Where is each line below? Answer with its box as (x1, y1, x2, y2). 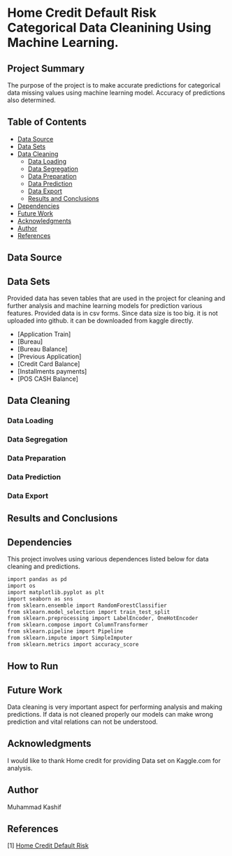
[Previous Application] (17, 352, 82, 361)
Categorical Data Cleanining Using (7, 20, 212, 36)
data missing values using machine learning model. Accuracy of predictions (7, 89, 226, 97)
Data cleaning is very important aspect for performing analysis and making (7, 703, 222, 711)
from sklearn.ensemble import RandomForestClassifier (7, 602, 168, 609)
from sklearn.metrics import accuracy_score (7, 640, 139, 648)
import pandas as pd (7, 576, 68, 583)
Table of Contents (7, 116, 87, 128)
